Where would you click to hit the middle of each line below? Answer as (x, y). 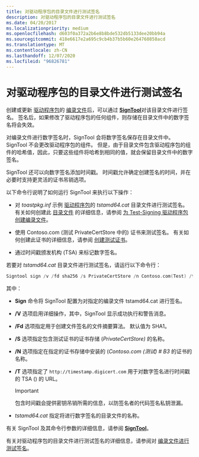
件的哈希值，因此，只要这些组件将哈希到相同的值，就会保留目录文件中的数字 (99, 153)
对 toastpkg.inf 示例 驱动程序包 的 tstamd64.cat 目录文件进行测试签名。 (101, 205)
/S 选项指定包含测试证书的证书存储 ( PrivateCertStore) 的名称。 (91, 339)
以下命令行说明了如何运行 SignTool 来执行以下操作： (70, 192)
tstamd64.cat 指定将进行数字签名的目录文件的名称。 (78, 415)
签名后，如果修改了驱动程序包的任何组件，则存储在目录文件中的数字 (101, 118)
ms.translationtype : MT (36, 45)
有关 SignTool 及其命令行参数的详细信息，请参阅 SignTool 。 (79, 429)
